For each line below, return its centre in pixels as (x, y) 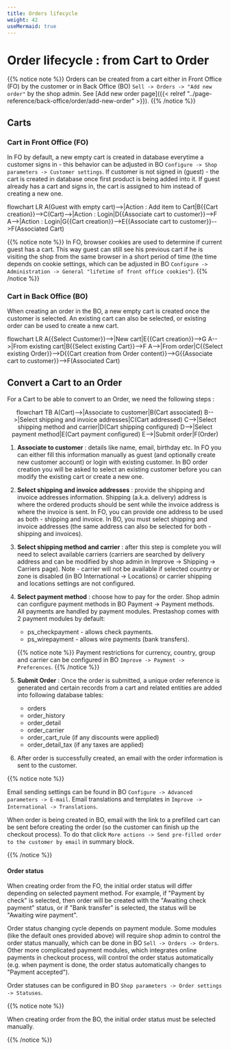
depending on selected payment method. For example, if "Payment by (106, 894)
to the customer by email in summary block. (71, 842)
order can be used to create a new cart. (63, 326)
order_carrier (46, 730)
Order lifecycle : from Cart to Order (108, 60)
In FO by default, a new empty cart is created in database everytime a (105, 157)
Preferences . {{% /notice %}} (58, 667)
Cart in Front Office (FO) (48, 142)
